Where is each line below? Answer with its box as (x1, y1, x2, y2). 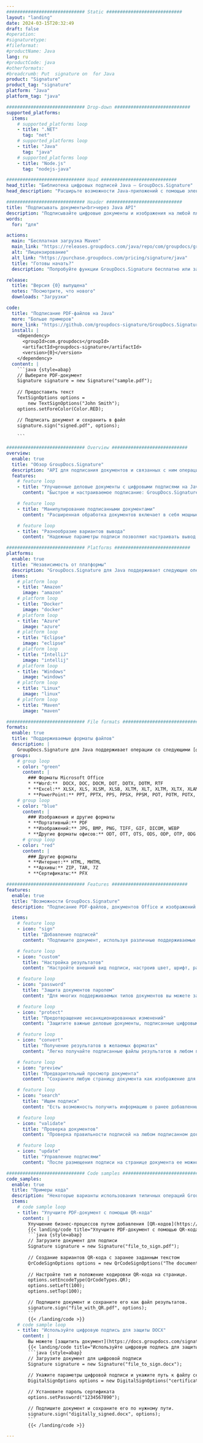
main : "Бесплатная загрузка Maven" (11, 238, 101, 244)
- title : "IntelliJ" (17, 651, 69, 658)
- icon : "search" (17, 1092, 61, 1099)
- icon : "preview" (17, 1065, 63, 1071)
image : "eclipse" (22, 640, 66, 647)
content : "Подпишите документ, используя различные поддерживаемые (22, 937, 196, 943)
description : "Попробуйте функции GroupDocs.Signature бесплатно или (11, 266, 190, 272)
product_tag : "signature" (6, 82, 71, 88)
